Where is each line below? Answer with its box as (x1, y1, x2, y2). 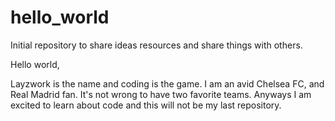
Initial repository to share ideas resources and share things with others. (10, 39, 303, 51)
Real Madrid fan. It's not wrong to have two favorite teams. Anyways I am (10, 88, 312, 100)
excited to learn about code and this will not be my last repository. (10, 99, 282, 111)
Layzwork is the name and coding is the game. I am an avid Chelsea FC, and (10, 77, 325, 90)
